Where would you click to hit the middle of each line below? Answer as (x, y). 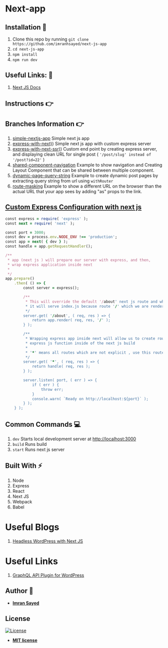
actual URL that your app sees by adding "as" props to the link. (77, 192)
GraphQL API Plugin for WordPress (48, 575)
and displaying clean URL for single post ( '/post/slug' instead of (82, 154)
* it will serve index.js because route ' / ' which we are (87, 306)
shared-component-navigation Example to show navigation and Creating (87, 165)
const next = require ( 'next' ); (40, 223)
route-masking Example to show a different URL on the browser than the (87, 186)
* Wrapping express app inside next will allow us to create (90, 339)
